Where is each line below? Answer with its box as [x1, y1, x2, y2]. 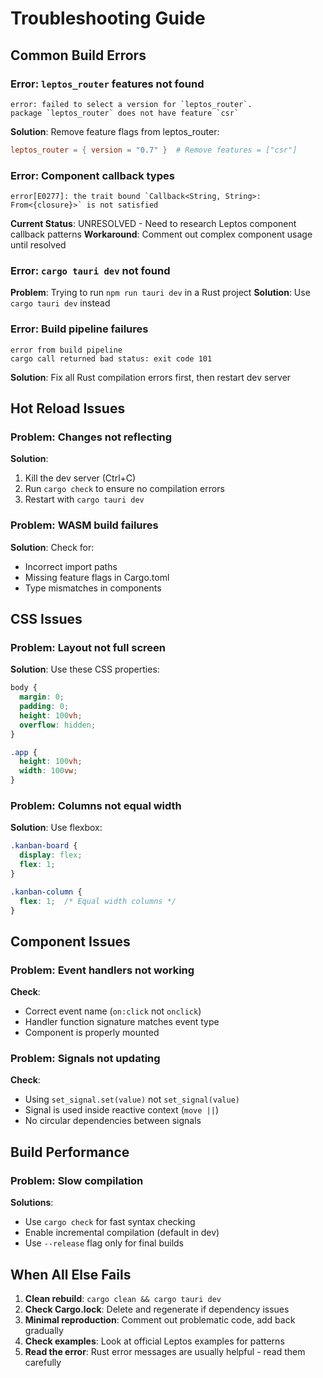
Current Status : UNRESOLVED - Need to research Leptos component [10, 218, 297, 230]
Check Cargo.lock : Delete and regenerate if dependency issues [24, 1303, 290, 1315]
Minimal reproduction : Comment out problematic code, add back [24, 1313, 296, 1326]
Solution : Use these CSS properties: [10, 663, 160, 676]
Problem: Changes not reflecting [10, 430, 173, 444]
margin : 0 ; [19, 692, 65, 702]
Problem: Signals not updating [10, 1052, 161, 1066]
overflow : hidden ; [19, 720, 97, 730]
